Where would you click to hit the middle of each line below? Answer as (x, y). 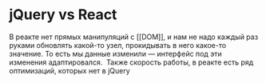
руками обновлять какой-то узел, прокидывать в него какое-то (118, 45)
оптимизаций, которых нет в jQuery (69, 70)
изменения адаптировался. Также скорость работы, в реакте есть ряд (131, 62)
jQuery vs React (63, 15)
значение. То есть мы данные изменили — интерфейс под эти (115, 53)
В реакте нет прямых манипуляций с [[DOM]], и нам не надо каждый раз (134, 37)
